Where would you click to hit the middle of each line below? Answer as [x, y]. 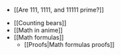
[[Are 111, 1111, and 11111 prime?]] [59, 10]
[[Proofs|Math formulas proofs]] [69, 44]
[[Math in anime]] [38, 30]
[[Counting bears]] [40, 23]
